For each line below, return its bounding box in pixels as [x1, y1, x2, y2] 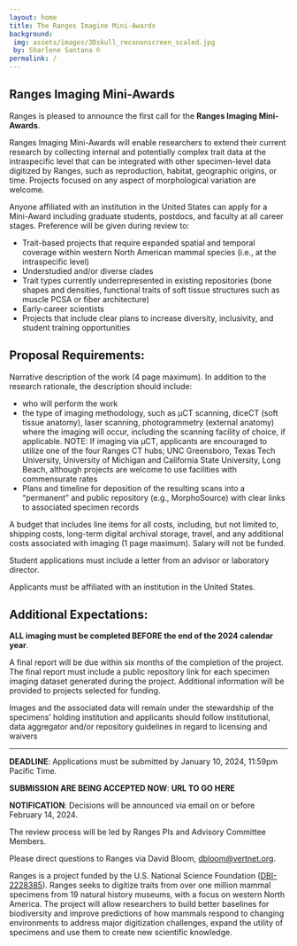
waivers [9, 731, 38, 741]
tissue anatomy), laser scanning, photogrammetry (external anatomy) [21, 417, 275, 427]
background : [9, 29, 53, 38]
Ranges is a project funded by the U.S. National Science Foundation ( [9, 871, 261, 881]
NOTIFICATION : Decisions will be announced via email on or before [9, 800, 255, 811]
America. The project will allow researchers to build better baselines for [9, 899, 270, 910]
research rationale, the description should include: [9, 380, 193, 391]
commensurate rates [21, 473, 98, 484]
